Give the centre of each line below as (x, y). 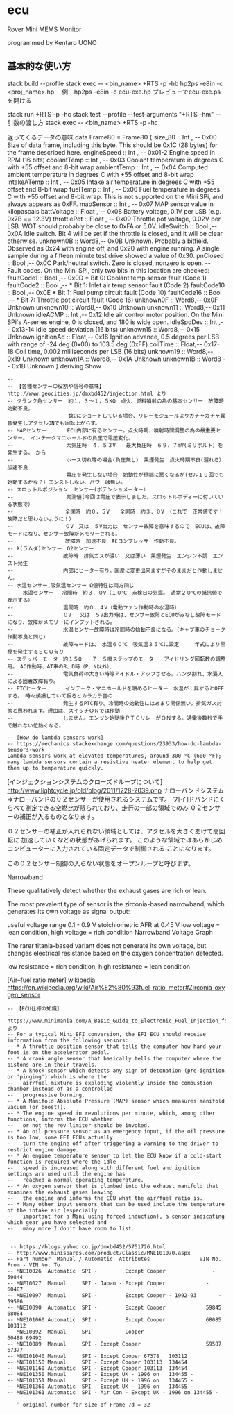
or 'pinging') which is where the (57, 1077)
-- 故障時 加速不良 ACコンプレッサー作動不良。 (94, 541)
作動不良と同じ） (28, 637)
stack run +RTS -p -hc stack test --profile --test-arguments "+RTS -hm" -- (114, 114)
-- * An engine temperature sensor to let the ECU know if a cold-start (114, 1155)
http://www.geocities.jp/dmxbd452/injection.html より (87, 393)
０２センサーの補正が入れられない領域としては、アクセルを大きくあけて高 (113, 831)
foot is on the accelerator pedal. (59, 1052)
